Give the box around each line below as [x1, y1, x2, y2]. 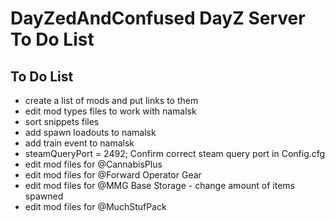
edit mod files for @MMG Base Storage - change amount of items [24, 180, 296, 191]
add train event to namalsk [24, 137, 135, 149]
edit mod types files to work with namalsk [24, 105, 197, 117]
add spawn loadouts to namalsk [24, 127, 157, 138]
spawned [24, 190, 64, 202]
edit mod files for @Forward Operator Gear [24, 169, 202, 181]
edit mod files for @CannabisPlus [24, 158, 163, 170]
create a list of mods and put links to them [24, 95, 199, 106]
